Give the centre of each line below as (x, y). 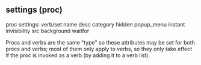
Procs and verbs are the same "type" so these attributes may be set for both (100, 42)
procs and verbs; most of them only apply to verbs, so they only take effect (99, 49)
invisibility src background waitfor (48, 31)
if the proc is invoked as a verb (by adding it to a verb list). (78, 55)
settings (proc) (34, 10)
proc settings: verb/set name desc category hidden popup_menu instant (95, 24)
